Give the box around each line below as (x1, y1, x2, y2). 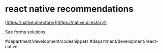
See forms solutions (5, 29, 46, 35)
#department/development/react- (89, 38, 159, 44)
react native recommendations (5, 3, 134, 15)
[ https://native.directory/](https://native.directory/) (5, 19, 107, 25)
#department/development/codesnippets (5, 38, 89, 44)
